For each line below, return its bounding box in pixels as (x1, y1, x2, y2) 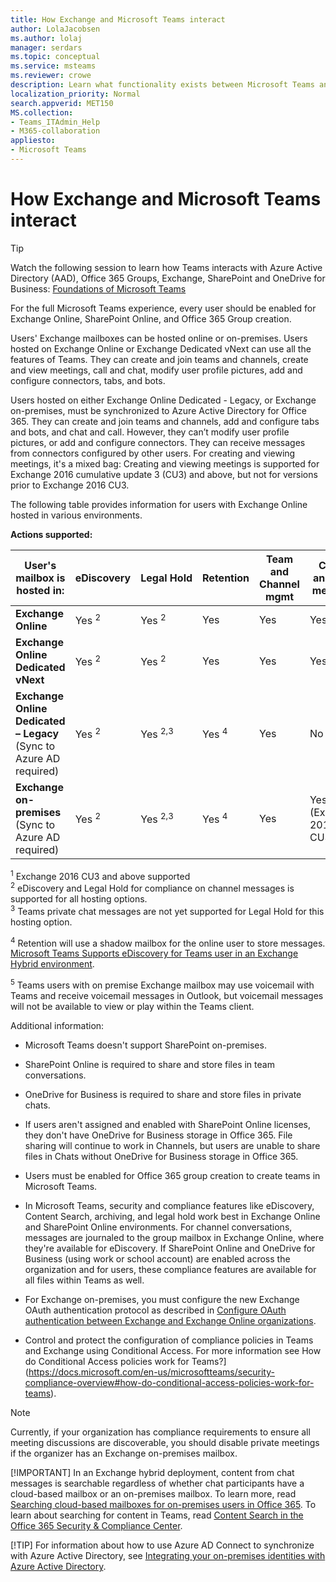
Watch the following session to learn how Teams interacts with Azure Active (10, 261, 323, 273)
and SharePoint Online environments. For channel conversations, (24, 1221, 293, 1233)
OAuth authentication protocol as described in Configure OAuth (24, 1304, 287, 1316)
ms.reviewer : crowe (10, 71, 92, 81)
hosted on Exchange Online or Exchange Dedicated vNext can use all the (10, 342, 312, 355)
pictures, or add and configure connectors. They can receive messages (10, 436, 306, 448)
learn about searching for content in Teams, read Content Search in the (10, 1509, 304, 1521)
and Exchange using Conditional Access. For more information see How (24, 1345, 322, 1357)
